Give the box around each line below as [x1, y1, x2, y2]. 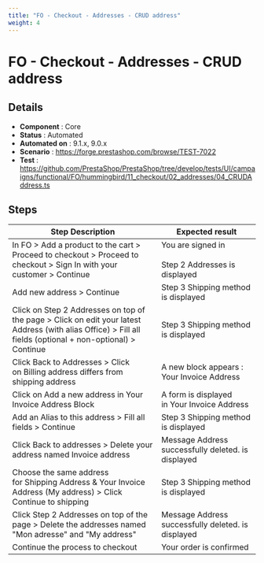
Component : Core [19, 121, 81, 131]
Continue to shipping [12, 497, 89, 508]
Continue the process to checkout [12, 542, 137, 553]
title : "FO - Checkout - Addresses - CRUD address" [8, 11, 181, 20]
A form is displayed [160, 389, 233, 400]
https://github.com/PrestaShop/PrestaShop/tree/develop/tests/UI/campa [19, 163, 255, 173]
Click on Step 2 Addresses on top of [12, 305, 145, 316]
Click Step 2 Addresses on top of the [12, 509, 148, 520]
